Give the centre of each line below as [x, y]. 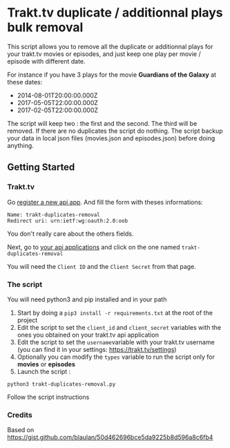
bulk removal [45, 27]
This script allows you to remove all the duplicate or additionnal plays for [110, 46]
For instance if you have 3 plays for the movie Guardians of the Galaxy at [112, 75]
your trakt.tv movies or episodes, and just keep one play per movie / [104, 54]
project [27, 320]
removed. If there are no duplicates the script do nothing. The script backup [115, 131]
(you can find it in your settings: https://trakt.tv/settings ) [97, 349]
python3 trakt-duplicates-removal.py [61, 384]
